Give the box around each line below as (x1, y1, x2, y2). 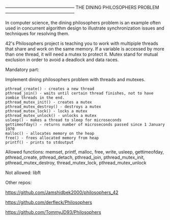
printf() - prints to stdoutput (5, 140, 74, 145)
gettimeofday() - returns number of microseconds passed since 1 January (5, 122, 165, 127)
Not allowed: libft (5, 169, 41, 176)
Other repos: (5, 180, 32, 185)
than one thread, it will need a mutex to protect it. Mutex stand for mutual (5, 51, 158, 57)
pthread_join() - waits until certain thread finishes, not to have (5, 91, 154, 96)
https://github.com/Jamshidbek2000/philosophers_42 (5, 189, 119, 195)
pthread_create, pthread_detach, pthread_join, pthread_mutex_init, (5, 154, 145, 160)
